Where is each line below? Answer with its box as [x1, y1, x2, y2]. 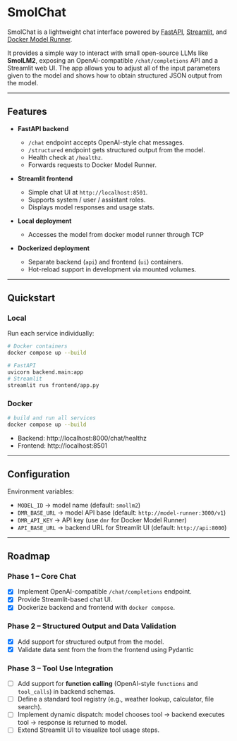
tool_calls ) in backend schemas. [17, 687, 116, 696]
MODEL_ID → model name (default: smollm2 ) [17, 501, 141, 509]
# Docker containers [7, 343, 68, 350]
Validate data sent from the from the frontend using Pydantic [17, 645, 194, 654]
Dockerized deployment [17, 244, 90, 252]
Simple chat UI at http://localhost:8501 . [28, 188, 148, 196]
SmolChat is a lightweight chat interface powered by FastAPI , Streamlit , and [7, 27, 227, 36]
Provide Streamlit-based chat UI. [17, 595, 113, 604]
